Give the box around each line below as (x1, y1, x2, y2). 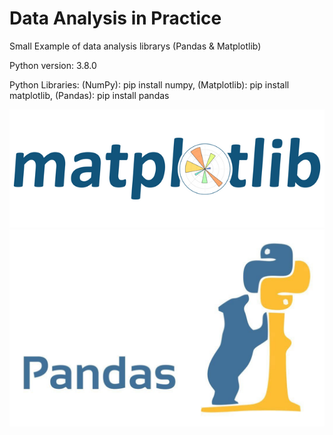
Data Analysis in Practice (9, 7, 222, 30)
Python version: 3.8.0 (9, 59, 97, 71)
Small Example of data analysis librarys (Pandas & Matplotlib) (9, 40, 262, 52)
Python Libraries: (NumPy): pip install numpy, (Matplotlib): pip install (9, 78, 290, 91)
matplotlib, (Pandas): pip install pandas (9, 89, 170, 101)
